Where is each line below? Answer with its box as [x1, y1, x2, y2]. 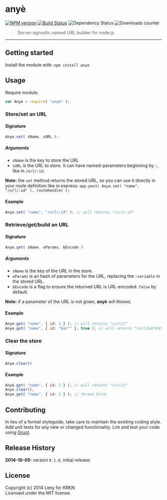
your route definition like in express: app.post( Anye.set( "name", [5, 183, 140, 189]
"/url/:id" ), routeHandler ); [5, 188, 70, 193]
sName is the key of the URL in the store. [12, 268, 93, 274]
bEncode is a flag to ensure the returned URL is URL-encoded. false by [12, 284, 157, 290]
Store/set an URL [5, 111, 47, 118]
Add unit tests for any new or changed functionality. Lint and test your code [5, 424, 160, 430]
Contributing [5, 406, 46, 414]
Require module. [5, 89, 39, 95]
